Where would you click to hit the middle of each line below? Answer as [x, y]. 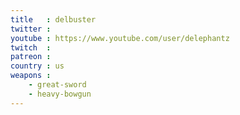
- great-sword [57, 85]
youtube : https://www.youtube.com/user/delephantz [120, 38]
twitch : [31, 47]
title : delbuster [53, 19]
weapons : [31, 76]
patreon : [31, 57]
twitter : [31, 29]
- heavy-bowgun [60, 94]
